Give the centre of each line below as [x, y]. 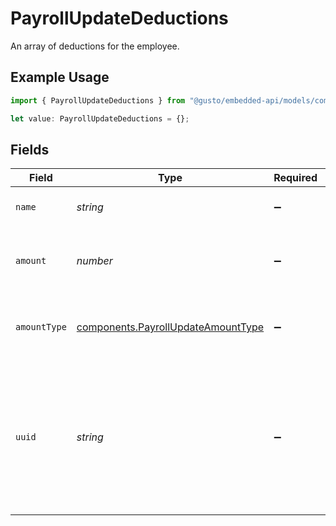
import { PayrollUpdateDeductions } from [98, 100]
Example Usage [60, 77]
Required [295, 178]
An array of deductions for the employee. [95, 46]
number [94, 261]
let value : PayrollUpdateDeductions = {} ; [100, 118]
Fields [30, 149]
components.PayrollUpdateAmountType [170, 327]
